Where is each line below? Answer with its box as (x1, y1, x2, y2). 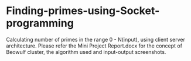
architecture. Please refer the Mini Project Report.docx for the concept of (6, 42, 183, 49)
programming (6, 16, 74, 30)
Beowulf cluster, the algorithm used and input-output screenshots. (6, 48, 166, 55)
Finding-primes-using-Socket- (6, 4, 160, 18)
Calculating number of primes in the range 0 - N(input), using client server (6, 36, 186, 43)
